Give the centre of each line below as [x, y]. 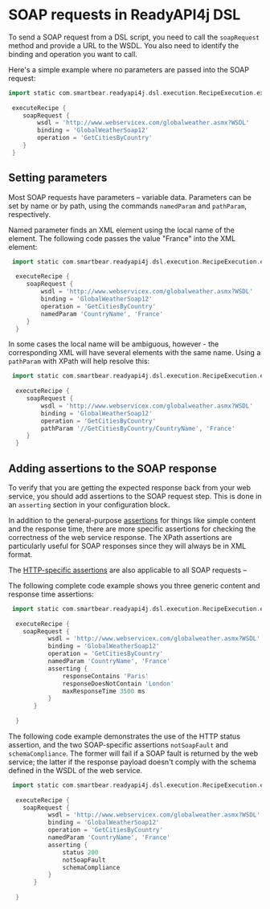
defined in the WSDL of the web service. [76, 770]
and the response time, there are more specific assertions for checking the [132, 529]
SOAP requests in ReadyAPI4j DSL [125, 15]
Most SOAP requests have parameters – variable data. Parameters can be [130, 197]
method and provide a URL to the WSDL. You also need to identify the [124, 45]
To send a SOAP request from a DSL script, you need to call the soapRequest [134, 37]
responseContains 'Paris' [106, 676]
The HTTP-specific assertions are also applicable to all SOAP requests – [128, 570]
